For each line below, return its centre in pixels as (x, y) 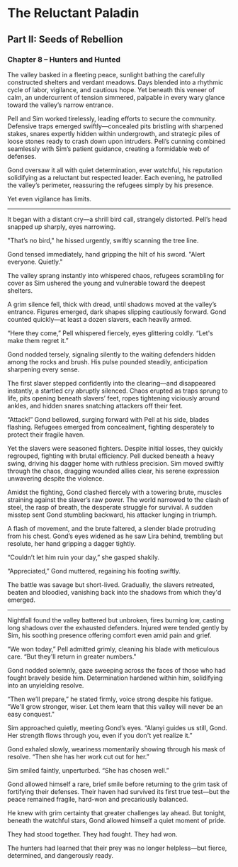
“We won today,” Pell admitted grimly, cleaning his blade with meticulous (113, 649)
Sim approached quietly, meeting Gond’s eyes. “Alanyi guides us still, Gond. (118, 727)
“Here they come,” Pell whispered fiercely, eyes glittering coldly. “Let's (110, 333)
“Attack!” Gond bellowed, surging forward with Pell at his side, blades (108, 419)
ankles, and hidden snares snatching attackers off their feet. (95, 405)
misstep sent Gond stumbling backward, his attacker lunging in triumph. (112, 515)
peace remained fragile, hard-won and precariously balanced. (98, 799)
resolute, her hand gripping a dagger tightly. (72, 543)
